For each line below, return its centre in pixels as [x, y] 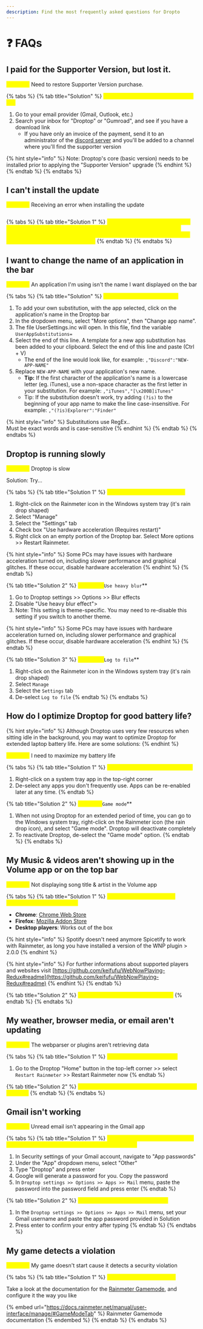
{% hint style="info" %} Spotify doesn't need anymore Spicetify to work [96, 939]
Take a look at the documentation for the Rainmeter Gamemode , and [92, 1289]
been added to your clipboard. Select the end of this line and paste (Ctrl [105, 347]
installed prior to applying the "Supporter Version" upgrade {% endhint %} [99, 165]
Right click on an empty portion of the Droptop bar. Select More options [104, 536]
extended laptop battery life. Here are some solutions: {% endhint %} [92, 743]
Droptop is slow [51, 469]
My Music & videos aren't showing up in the [90, 860]
